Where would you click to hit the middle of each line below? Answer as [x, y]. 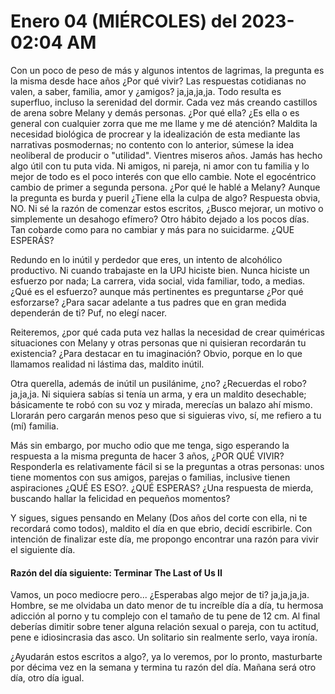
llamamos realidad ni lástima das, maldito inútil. [107, 364]
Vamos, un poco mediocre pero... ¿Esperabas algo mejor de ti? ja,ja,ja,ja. [160, 595]
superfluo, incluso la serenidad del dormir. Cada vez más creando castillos [164, 102]
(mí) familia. [34, 426]
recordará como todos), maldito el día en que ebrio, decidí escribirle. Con [161, 528]
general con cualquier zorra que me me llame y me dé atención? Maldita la [164, 123]
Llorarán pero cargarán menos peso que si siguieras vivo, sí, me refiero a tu [166, 415]
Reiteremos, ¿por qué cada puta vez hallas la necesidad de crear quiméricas [167, 332]
